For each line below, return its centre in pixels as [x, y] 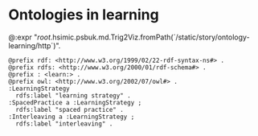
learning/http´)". [35, 45]
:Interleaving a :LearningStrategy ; [72, 117]
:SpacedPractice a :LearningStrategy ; [75, 102]
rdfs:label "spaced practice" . [70, 109]
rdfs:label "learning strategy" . [73, 95]
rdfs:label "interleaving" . [64, 124]
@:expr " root [29, 37]
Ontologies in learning [84, 15]
